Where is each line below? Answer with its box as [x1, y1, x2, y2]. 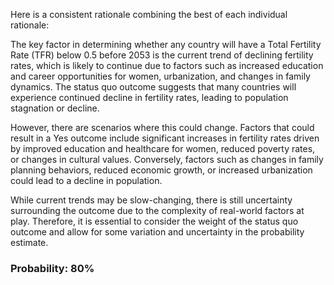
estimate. [10, 237, 49, 248]
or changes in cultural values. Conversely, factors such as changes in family [10, 154, 324, 165]
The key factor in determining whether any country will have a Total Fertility [10, 39, 322, 50]
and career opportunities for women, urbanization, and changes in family [10, 70, 311, 82]
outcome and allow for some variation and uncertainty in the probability [10, 226, 305, 238]
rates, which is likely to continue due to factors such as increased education [10, 60, 324, 71]
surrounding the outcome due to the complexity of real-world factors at [10, 205, 305, 216]
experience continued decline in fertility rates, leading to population [10, 92, 289, 103]
